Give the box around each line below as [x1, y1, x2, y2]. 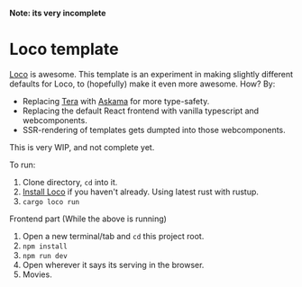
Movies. [22, 269, 52, 280]
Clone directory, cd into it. [22, 176, 118, 187]
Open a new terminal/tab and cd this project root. [22, 230, 205, 241]
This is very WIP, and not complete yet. [9, 141, 155, 152]
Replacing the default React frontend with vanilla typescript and [22, 105, 260, 116]
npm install [22, 242, 68, 251]
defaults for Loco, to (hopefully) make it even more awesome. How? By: [9, 78, 276, 89]
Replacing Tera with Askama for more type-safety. [22, 95, 210, 106]
